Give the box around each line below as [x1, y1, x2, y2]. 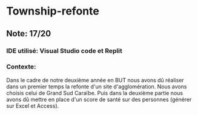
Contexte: [6, 62, 36, 71]
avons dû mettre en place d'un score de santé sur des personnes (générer [6, 96, 192, 103]
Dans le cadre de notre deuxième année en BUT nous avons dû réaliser [6, 76, 185, 84]
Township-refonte [6, 4, 100, 18]
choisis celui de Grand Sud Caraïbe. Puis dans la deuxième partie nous [6, 89, 183, 96]
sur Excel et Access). [6, 102, 59, 110]
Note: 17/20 [6, 28, 51, 39]
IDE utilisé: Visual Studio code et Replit [6, 47, 122, 55]
